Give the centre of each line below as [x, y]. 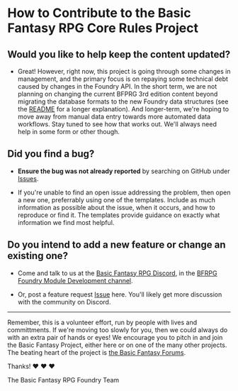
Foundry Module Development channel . [75, 280]
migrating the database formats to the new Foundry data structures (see [123, 101]
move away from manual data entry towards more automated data [114, 116]
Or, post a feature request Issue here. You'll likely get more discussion [120, 294]
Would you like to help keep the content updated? [119, 54]
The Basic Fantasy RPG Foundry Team [63, 380]
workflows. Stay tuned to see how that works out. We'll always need [117, 124]
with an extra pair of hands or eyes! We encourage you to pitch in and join [115, 337]
